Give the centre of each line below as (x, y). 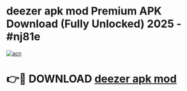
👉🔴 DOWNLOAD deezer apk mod (91, 79)
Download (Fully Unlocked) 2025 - (94, 24)
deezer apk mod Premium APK (84, 11)
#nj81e (24, 37)
